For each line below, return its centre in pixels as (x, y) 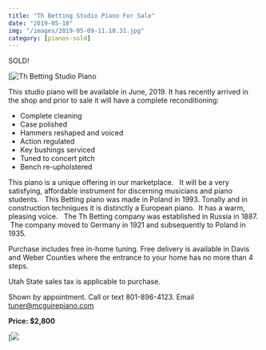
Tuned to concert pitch (58, 159)
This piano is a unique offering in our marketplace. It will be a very (119, 183)
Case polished (44, 124)
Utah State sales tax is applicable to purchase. (85, 282)
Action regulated (47, 142)
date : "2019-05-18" (41, 23)
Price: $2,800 (32, 321)
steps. (18, 266)
